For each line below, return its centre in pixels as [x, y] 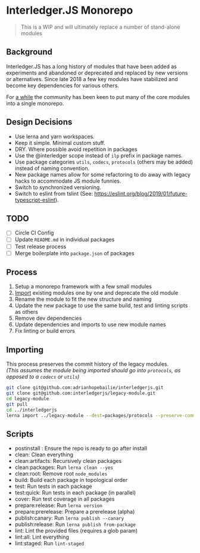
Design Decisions [39, 122]
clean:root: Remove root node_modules [61, 474]
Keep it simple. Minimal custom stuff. [60, 143]
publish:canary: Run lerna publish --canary [69, 518]
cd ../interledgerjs [32, 410]
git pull [17, 404]
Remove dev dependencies [48, 318]
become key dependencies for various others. [63, 85]
